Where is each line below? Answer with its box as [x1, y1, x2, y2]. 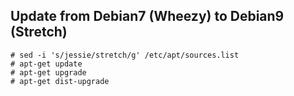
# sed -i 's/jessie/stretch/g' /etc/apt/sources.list [10, 50, 240, 60]
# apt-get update [10, 59, 83, 69]
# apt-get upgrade [10, 67, 87, 78]
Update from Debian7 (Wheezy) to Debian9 [10, 8, 285, 25]
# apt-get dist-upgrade [10, 76, 110, 86]
